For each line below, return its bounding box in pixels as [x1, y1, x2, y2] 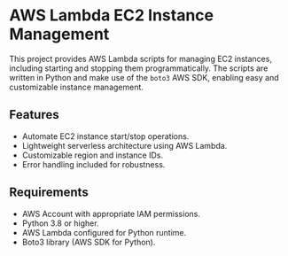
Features [9, 107, 59, 122]
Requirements [9, 185, 89, 200]
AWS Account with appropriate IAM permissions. [21, 208, 201, 219]
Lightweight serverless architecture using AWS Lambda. [21, 140, 228, 151]
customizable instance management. [9, 81, 144, 92]
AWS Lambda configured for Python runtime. [21, 227, 187, 237]
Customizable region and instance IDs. [21, 150, 164, 160]
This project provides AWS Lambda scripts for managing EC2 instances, [9, 53, 273, 64]
